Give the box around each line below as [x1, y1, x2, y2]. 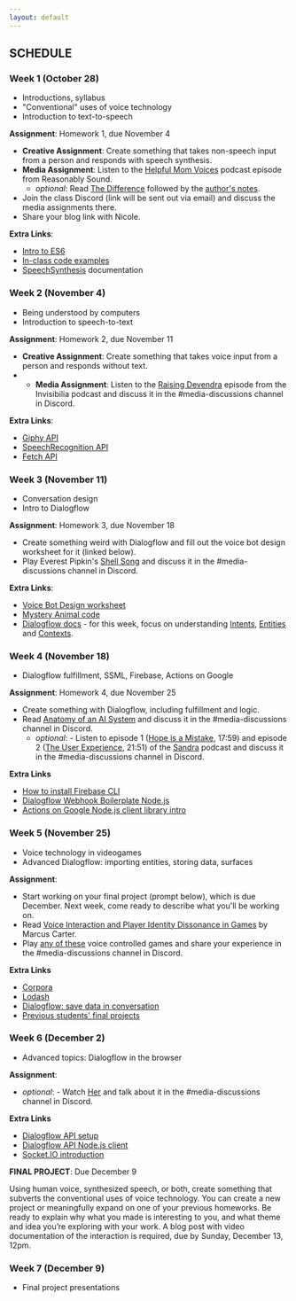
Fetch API [21, 451, 58, 462]
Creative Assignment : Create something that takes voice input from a [21, 351, 278, 362]
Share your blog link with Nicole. [21, 212, 141, 222]
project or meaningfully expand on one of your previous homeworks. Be [9, 1202, 272, 1212]
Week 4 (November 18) [9, 650, 110, 662]
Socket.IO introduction [21, 1149, 105, 1159]
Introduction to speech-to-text [21, 316, 134, 327]
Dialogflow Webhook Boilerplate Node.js [21, 795, 170, 806]
